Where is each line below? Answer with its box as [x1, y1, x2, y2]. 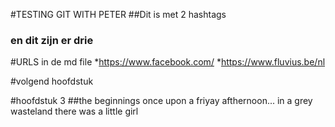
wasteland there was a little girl [10, 105, 139, 118]
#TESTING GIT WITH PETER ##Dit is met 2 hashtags [10, 9, 227, 20]
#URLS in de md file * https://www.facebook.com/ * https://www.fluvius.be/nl [10, 56, 326, 68]
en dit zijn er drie [10, 33, 94, 47]
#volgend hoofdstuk [10, 75, 94, 88]
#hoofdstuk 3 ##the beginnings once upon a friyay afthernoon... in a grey [10, 95, 313, 107]
